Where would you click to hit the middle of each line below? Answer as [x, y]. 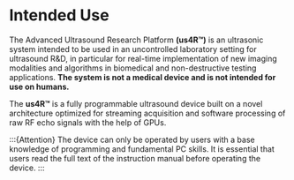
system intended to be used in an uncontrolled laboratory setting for [133, 49]
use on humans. [39, 86]
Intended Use [59, 15]
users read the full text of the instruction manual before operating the [135, 158]
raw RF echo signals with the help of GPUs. [88, 122]
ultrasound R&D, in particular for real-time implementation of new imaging [143, 58]
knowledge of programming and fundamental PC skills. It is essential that [142, 149]
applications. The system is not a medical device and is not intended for [143, 77]
